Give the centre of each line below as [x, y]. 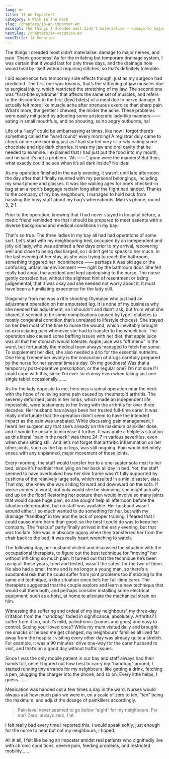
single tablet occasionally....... [36, 379]
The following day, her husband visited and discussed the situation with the [83, 547]
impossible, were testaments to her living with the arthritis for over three [80, 404]
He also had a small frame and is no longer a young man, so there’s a [77, 569]
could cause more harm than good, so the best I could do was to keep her [82, 521]
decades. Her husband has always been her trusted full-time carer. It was [81, 410]
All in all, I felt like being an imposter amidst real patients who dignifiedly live [84, 740]
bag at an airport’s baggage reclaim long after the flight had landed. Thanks [83, 189]
